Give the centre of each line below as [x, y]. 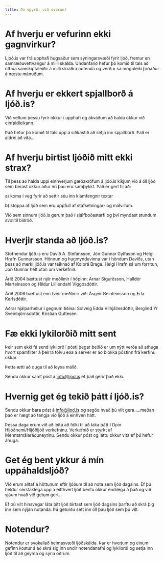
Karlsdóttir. [16, 299]
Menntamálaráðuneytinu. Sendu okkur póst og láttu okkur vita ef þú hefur [79, 435]
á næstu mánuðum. [24, 74]
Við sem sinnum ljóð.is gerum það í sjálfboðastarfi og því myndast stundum [81, 215]
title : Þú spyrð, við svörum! [36, 10]
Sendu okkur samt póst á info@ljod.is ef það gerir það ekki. [65, 377]
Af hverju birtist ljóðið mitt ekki [69, 157]
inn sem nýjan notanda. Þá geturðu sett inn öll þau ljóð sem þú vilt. [72, 509]
